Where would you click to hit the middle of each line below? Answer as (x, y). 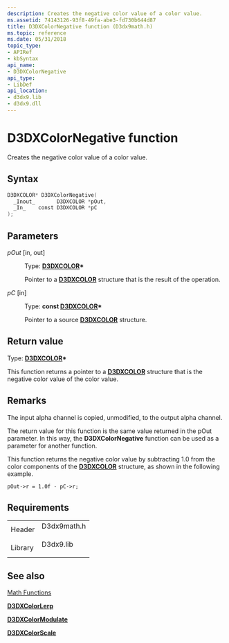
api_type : (21, 78)
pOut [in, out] (26, 252)
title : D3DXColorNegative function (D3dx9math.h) (80, 26)
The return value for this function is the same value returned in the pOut (110, 431)
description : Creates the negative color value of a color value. (105, 14)
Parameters (33, 236)
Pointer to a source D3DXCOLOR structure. (86, 319)
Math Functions (29, 592)
